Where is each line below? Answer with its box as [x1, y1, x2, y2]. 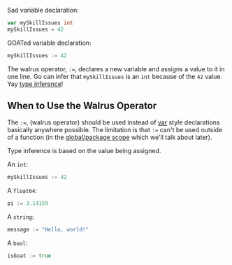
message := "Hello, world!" [7, 227, 89, 234]
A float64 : [7, 187, 37, 195]
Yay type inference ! [7, 80, 64, 88]
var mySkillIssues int [7, 20, 73, 27]
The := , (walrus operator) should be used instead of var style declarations [7, 118, 220, 127]
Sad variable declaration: [7, 6, 79, 14]
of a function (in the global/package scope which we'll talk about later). [7, 133, 212, 142]
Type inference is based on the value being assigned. [7, 147, 161, 155]
